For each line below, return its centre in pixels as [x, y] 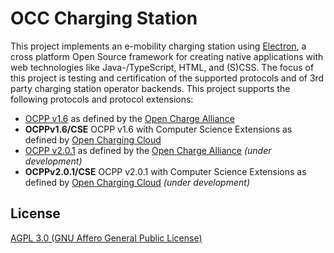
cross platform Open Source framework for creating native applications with [167, 56]
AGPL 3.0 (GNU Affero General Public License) [106, 238]
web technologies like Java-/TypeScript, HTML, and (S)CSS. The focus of [162, 67]
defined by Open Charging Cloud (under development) [137, 182]
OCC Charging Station [104, 18]
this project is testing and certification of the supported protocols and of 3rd [167, 78]
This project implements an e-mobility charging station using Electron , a [158, 46]
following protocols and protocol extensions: [102, 99]
